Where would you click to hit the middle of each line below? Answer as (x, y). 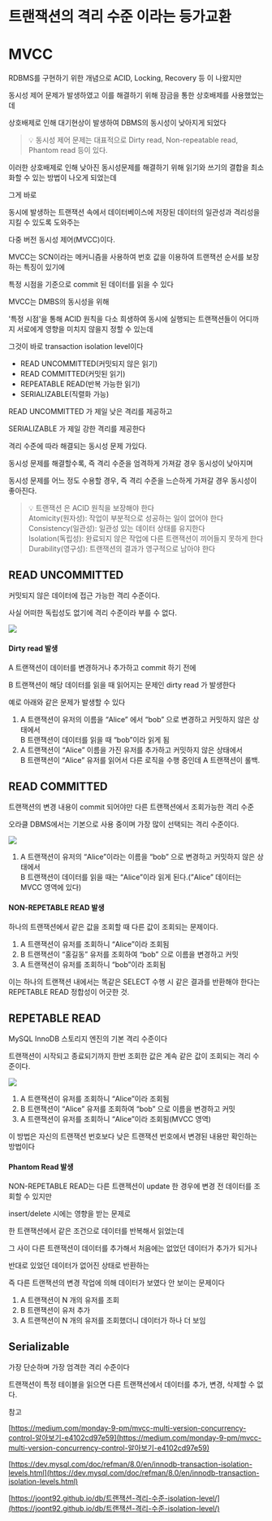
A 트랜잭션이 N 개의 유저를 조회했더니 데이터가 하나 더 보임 (113, 1321)
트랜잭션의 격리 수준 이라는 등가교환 (120, 17)
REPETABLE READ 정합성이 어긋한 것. (69, 992)
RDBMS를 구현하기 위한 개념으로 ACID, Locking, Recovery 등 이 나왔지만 (125, 78)
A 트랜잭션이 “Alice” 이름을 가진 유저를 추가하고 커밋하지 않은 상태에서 (132, 750)
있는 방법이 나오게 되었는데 (74, 178)
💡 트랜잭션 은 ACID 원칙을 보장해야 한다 (91, 508)
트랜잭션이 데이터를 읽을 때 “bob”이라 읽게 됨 (99, 740)
